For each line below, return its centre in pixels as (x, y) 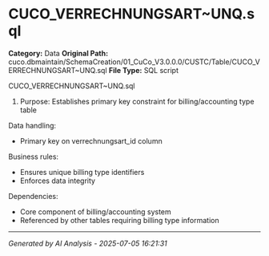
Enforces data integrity (58, 181)
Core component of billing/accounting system (96, 211)
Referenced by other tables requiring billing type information (119, 220)
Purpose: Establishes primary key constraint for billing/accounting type (137, 101)
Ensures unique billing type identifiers (82, 172)
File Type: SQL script (143, 70)
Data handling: (32, 125)
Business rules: (33, 156)
